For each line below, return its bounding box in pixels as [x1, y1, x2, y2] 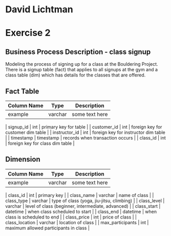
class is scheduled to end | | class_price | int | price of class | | [5, 214, 137, 220]
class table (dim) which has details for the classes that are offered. [5, 72, 146, 78]
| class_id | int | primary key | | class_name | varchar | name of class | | [5, 192, 154, 198]
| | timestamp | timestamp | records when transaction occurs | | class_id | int [5, 135, 166, 141]
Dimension [5, 155, 41, 164]
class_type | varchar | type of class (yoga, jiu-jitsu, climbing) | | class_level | [5, 198, 165, 204]
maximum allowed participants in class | [5, 225, 90, 231]
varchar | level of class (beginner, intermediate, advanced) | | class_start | [5, 203, 161, 209]
